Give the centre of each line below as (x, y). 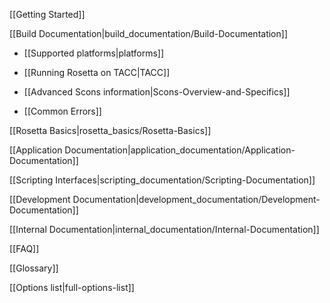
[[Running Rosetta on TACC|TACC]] (97, 72)
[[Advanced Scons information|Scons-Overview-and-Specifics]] (157, 92)
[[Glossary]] (34, 268)
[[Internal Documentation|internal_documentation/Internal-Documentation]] (164, 229)
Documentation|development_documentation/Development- (196, 199)
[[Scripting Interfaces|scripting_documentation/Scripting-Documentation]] (162, 180)
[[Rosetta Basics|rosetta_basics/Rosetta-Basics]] (110, 130)
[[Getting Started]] (47, 14)
